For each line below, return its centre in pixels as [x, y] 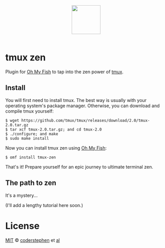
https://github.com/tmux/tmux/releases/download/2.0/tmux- [86, 120]
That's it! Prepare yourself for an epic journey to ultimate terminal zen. [79, 167]
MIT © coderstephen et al [33, 240]
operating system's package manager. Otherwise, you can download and [82, 106]
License [23, 226]
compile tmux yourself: [29, 111]
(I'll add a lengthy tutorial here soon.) [44, 205]
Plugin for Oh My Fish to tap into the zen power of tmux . [65, 72]
